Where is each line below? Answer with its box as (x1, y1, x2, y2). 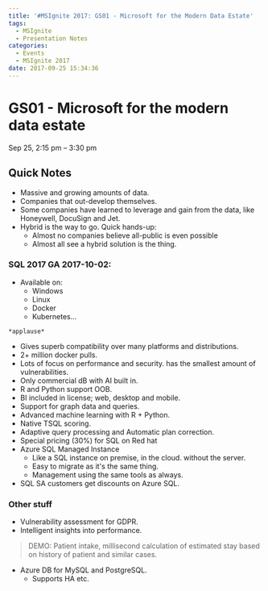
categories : (8, 42, 48, 50)
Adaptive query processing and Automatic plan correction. (19, 427, 215, 436)
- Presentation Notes (15, 34, 89, 43)
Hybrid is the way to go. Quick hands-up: (19, 222, 157, 231)
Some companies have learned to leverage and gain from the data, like (19, 205, 255, 214)
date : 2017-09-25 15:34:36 (8, 65, 99, 73)
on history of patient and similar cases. (27, 550, 158, 560)
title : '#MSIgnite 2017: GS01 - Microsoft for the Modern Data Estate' (8, 11, 254, 20)
